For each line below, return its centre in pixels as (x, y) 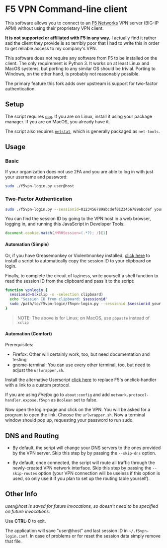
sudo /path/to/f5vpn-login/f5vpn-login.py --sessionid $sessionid (80, 304)
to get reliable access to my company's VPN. (51, 48)
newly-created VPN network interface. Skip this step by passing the (82, 468)
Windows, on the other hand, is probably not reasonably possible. (73, 74)
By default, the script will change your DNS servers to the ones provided (86, 448)
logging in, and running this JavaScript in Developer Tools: (65, 224)
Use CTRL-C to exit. (26, 521)
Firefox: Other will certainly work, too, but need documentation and (81, 354)
